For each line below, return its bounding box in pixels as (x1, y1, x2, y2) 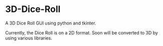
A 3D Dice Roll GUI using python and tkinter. (5, 20, 96, 26)
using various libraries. (5, 35, 53, 41)
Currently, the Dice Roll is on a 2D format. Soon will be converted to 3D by (5, 29, 158, 35)
